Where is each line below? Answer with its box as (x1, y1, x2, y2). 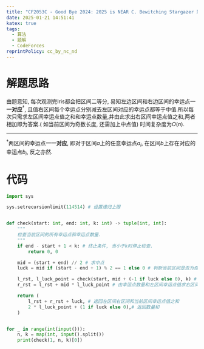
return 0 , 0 (28, 248, 59, 255)
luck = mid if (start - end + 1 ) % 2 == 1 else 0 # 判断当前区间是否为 (17, 265, 194, 271)
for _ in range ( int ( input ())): (6, 326, 86, 332)
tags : (6, 25, 20, 32)
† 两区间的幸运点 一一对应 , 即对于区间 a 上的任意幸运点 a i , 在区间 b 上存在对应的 (6, 138, 196, 148)
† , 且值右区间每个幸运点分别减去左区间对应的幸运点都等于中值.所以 (22, 104, 189, 113)
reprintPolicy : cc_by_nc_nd (6, 49, 78, 55)
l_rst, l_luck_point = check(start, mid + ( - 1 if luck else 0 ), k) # (17, 276, 197, 282)
